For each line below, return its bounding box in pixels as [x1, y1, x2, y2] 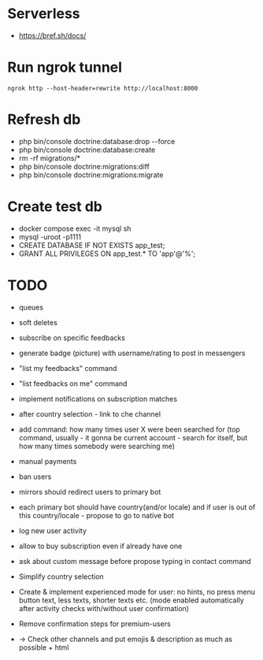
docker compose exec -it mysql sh [18, 224, 131, 233]
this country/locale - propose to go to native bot [18, 510, 175, 520]
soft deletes [18, 317, 58, 327]
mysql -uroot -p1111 [18, 232, 82, 241]
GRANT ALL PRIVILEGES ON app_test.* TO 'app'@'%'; [18, 249, 196, 258]
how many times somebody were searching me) [18, 441, 175, 451]
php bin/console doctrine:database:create [18, 145, 156, 154]
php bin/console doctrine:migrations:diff [18, 161, 150, 171]
